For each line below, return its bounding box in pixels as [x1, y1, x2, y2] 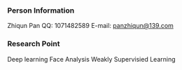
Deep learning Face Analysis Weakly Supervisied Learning [7, 55, 176, 63]
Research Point [7, 39, 60, 49]
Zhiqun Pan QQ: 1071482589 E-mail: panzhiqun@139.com [7, 22, 174, 30]
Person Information [7, 6, 75, 15]
